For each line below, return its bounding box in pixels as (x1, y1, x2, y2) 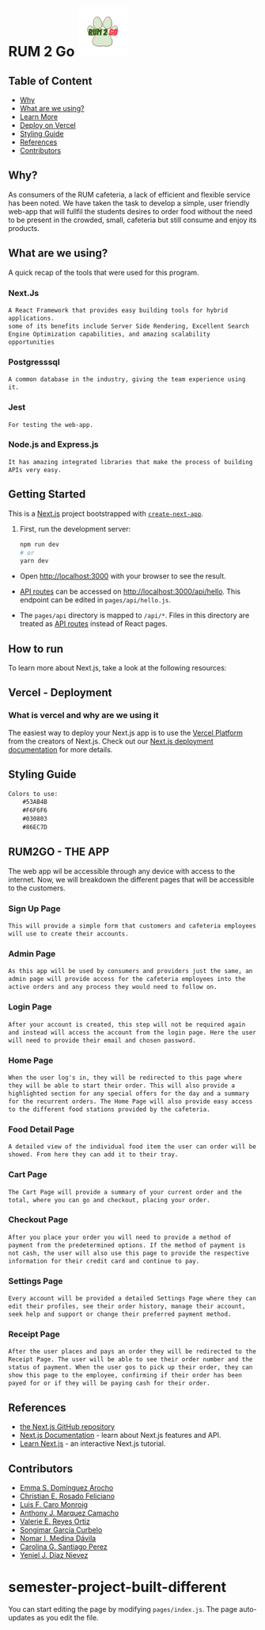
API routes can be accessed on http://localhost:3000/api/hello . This (19, 586, 241, 597)
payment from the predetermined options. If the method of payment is (8, 1241, 246, 1249)
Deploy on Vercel (19, 121, 77, 129)
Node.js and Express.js (8, 439, 99, 450)
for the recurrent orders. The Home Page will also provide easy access (8, 1098, 253, 1105)
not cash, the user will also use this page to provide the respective (8, 1249, 249, 1257)
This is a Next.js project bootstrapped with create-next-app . (8, 509, 204, 518)
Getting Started (8, 487, 86, 502)
